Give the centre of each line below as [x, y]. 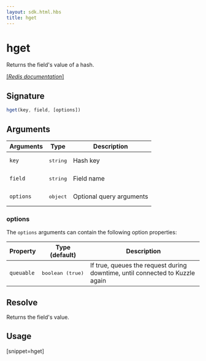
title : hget [21, 18]
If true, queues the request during [138, 266]
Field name [89, 179]
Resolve [22, 303]
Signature [25, 96]
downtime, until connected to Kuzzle [142, 273]
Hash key [86, 161]
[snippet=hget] [25, 351]
